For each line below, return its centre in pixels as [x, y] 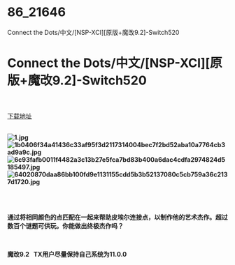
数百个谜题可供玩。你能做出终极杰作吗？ [65, 226]
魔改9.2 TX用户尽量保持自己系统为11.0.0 [67, 254]
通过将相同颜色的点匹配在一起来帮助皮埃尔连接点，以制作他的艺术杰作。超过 [117, 217]
